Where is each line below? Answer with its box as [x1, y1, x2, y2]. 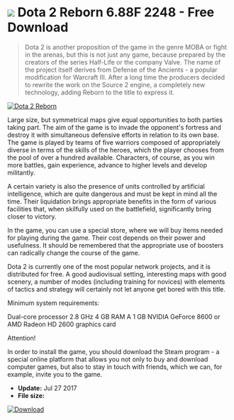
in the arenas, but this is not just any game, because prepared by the [24, 50, 225, 59]
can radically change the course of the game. [7, 248, 140, 257]
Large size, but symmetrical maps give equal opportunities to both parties [7, 115, 223, 124]
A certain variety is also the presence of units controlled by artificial [7, 182, 205, 190]
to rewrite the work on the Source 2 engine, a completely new [24, 80, 206, 89]
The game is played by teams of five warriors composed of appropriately [7, 138, 221, 146]
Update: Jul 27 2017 [17, 384, 77, 392]
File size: [17, 391, 45, 399]
